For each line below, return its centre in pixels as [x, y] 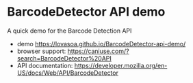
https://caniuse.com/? [98, 51]
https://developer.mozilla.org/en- [121, 65]
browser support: [41, 51]
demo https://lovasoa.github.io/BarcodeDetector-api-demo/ [101, 44]
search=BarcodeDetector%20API [64, 58]
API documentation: [45, 65]
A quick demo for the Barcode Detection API [69, 31]
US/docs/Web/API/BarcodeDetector [67, 73]
